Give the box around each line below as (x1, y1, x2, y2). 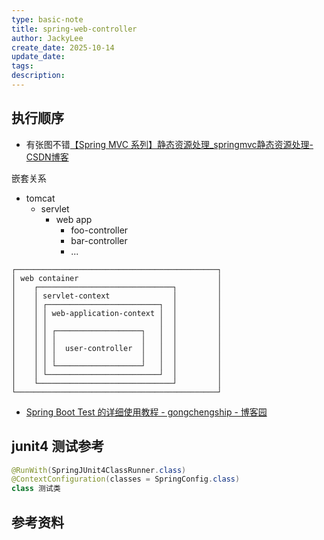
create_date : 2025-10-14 (11, 42, 115, 53)
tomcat (25, 192, 56, 204)
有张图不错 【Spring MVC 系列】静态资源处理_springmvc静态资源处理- (25, 138, 314, 150)
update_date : (11, 52, 66, 62)
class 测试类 (11, 484, 61, 494)
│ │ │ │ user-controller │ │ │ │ (11, 343, 223, 353)
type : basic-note (11, 14, 84, 25)
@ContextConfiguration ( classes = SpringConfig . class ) (11, 474, 241, 485)
